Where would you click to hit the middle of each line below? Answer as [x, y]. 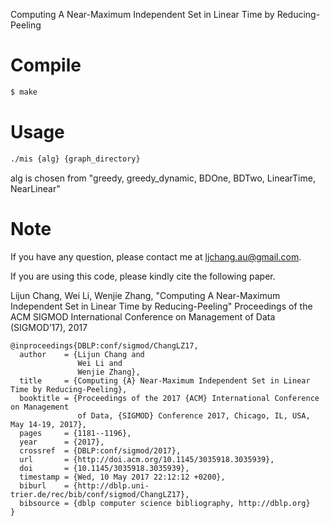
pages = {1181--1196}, [75, 433]
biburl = [44, 485]
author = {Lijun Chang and [82, 354]
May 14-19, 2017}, [48, 424]
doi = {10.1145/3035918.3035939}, [104, 468]
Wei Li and [100, 363]
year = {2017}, [62, 442]
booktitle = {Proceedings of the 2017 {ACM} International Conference [169, 398]
